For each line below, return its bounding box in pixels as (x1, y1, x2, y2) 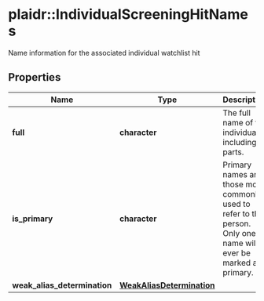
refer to (222, 208, 250, 219)
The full (222, 107, 251, 118)
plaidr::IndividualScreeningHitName (8, 5, 249, 24)
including (222, 136, 257, 147)
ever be (222, 247, 251, 258)
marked (222, 257, 251, 268)
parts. (222, 147, 244, 158)
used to (222, 198, 251, 209)
